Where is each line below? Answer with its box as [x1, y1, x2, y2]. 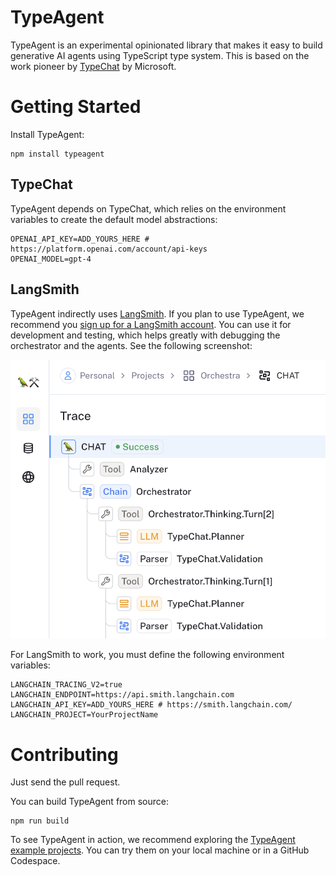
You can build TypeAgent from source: [10, 796, 169, 808]
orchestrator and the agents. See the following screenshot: [10, 339, 253, 351]
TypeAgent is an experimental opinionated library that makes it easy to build [10, 39, 323, 51]
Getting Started [10, 96, 142, 118]
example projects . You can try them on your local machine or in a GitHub [10, 844, 310, 856]
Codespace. [10, 855, 61, 867]
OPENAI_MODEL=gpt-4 [10, 254, 92, 264]
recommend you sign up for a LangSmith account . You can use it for [10, 318, 292, 330]
